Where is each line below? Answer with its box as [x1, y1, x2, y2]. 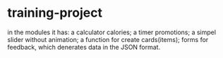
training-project [7, 5, 102, 21]
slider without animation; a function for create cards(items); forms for [7, 35, 209, 43]
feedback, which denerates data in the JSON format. [7, 43, 161, 51]
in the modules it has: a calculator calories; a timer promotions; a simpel [7, 28, 217, 36]
